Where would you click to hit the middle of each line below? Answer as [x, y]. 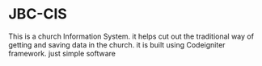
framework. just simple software [62, 53]
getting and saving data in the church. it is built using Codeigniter [117, 44]
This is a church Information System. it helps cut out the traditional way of [131, 36]
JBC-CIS [38, 14]
